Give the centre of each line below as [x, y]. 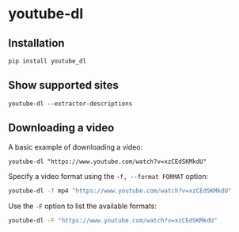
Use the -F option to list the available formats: [82, 206]
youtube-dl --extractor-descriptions [70, 104]
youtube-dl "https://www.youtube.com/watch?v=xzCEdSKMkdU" [108, 162]
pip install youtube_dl [47, 61]
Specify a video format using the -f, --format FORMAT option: [108, 176]
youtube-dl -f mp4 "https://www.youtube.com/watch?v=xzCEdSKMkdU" [120, 191]
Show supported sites [63, 85]
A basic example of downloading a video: [76, 146]
